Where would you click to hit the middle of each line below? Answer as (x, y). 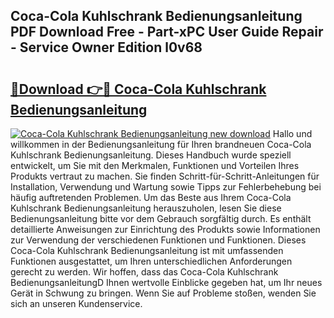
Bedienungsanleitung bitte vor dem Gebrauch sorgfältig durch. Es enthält (161, 218)
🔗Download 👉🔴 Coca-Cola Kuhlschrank (138, 89)
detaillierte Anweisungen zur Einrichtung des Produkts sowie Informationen (165, 229)
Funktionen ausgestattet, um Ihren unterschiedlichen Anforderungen (151, 261)
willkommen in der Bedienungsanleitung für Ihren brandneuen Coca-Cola (161, 144)
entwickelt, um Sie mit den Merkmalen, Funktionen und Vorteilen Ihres (155, 165)
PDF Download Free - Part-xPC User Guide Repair (167, 32)
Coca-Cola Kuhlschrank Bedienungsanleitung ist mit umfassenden (147, 250)
